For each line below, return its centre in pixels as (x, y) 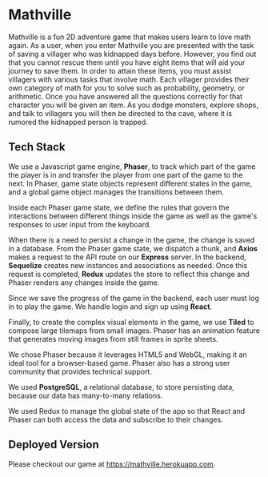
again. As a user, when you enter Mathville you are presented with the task (131, 45)
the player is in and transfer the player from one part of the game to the (126, 174)
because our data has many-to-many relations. (86, 395)
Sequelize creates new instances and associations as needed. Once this (128, 265)
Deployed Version (54, 445)
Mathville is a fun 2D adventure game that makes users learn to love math (130, 37)
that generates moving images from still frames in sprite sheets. (113, 339)
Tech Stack (37, 147)
